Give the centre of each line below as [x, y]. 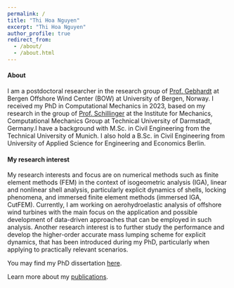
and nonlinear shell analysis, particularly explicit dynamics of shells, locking [117, 190]
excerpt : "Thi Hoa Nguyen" [47, 27]
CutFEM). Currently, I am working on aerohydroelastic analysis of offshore [115, 205]
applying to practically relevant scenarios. [68, 249]
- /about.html [34, 53]
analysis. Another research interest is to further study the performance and [116, 227]
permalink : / [26, 14]
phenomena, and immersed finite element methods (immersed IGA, [104, 197]
